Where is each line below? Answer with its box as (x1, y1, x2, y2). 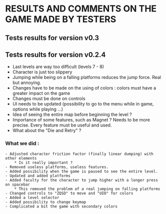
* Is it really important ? (14, 160, 73, 165)
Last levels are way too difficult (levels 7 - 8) (12, 63, 104, 70)
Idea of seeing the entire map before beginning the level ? (12, 111, 132, 117)
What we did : (5, 140, 40, 147)
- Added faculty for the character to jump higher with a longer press (5, 177, 158, 182)
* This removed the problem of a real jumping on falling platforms (14, 186, 160, 191)
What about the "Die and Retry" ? (12, 127, 82, 133)
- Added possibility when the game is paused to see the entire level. (5, 168, 158, 174)
